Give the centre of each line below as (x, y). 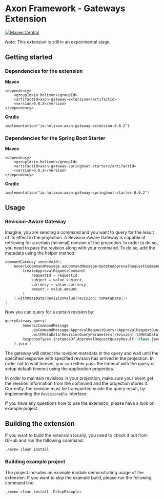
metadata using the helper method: (40, 253)
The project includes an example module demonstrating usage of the (74, 472)
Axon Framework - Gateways (65, 9)
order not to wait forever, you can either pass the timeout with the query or (80, 363)
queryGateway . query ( (26, 321)
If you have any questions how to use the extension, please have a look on (80, 403)
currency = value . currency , (60, 284)
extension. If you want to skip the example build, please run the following (78, 478)
